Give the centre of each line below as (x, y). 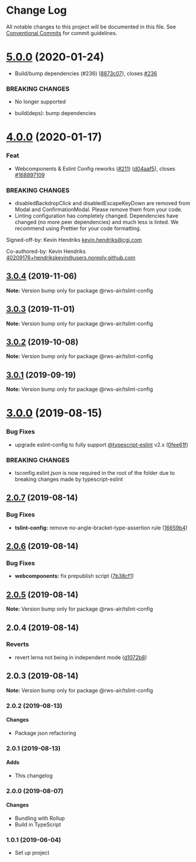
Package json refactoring (45, 733)
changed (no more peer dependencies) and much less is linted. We (97, 222)
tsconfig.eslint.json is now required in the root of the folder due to (95, 472)
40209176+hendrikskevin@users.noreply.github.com (71, 257)
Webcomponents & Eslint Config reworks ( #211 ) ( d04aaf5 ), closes (95, 168)
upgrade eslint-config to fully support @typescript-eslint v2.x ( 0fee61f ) (101, 445)
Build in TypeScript (38, 825)
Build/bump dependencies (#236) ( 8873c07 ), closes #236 (86, 73)
